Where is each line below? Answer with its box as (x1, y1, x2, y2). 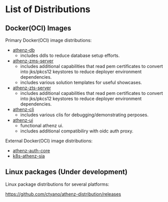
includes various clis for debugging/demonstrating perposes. (20, 112, 149, 118)
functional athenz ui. (20, 123, 64, 128)
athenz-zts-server (12, 85, 51, 91)
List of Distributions (5, 4, 91, 15)
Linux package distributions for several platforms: (5, 181, 109, 187)
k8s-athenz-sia (12, 153, 45, 159)
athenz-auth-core (12, 148, 50, 153)
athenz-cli (12, 107, 34, 112)
